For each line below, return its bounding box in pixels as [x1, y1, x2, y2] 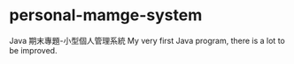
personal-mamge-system [9, 5, 203, 25]
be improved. [9, 45, 58, 55]
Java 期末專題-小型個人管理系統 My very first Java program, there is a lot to [9, 35, 285, 46]
